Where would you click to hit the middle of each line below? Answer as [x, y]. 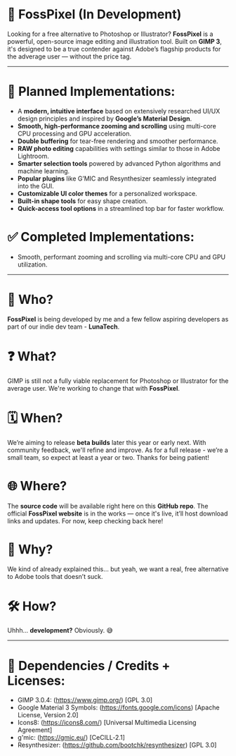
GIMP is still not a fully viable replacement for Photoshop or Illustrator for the [118, 381]
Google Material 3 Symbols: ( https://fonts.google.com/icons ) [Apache [118, 707]
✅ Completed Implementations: [101, 237]
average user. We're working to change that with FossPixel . [94, 388]
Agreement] [35, 730]
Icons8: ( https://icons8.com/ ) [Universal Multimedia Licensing [107, 723]
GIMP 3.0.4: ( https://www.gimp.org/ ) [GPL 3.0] [85, 700]
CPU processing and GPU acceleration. [74, 133]
